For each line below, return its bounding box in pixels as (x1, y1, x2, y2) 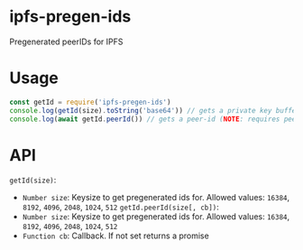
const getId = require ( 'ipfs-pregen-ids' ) (9, 97, 171, 106)
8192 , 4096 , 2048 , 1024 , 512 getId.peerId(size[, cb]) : (22, 201, 219, 213)
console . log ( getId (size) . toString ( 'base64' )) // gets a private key (9, 106, 272, 115)
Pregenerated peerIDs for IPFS (9, 36, 124, 47)
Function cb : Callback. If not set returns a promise (22, 230, 209, 241)
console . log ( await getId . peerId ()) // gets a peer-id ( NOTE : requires (9, 115, 280, 124)
